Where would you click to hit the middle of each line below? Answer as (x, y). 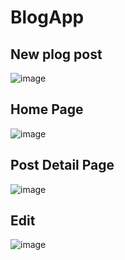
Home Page (47, 109)
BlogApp (47, 17)
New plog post (56, 54)
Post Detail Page (62, 165)
